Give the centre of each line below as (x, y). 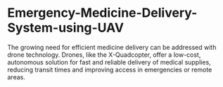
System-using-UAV (66, 28)
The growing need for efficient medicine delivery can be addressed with (112, 47)
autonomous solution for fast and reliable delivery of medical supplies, (109, 62)
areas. (17, 77)
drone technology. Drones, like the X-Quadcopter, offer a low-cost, (104, 55)
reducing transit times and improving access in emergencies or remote (110, 69)
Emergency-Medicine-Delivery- (102, 13)
